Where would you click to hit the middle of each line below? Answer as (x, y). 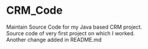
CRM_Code (34, 10)
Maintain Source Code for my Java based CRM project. (74, 27)
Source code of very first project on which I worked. (71, 33)
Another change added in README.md (54, 39)
